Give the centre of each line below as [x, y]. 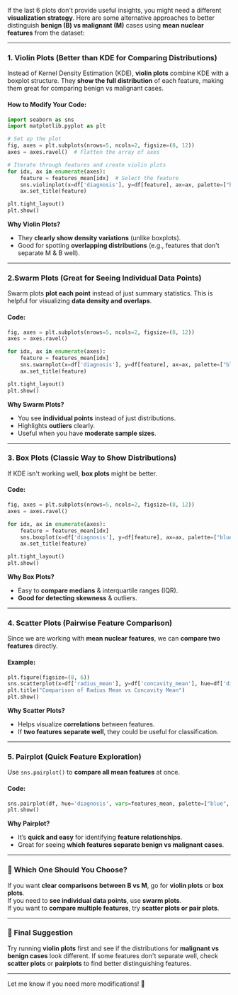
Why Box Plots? [31, 577]
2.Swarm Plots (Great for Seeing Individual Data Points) [104, 278]
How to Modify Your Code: [47, 104]
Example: [22, 662]
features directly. [33, 646]
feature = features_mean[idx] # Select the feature [100, 178]
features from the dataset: [46, 33]
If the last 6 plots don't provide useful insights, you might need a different [114, 10]
